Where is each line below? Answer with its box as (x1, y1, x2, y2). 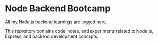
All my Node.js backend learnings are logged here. (5, 19, 107, 25)
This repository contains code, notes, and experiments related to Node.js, (5, 28, 154, 34)
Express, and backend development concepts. (5, 33, 99, 39)
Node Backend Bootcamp (5, 3, 111, 14)
